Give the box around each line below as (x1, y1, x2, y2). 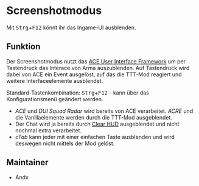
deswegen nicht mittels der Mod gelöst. (15, 140, 115, 147)
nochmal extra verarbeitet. (15, 126, 82, 134)
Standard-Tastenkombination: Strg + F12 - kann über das (6, 89, 149, 96)
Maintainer (6, 157, 49, 168)
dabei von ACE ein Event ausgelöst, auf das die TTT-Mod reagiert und (6, 71, 182, 78)
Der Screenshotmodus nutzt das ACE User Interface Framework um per (6, 57, 186, 65)
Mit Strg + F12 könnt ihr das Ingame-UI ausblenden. (6, 24, 136, 31)
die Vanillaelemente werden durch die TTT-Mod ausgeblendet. (15, 113, 172, 121)
